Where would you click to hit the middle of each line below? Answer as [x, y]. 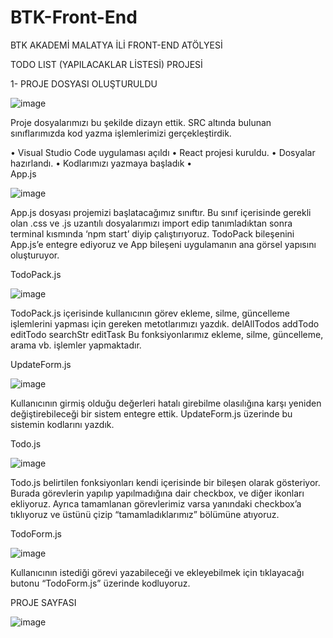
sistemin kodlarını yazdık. [62, 424]
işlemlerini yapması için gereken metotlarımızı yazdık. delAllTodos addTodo [165, 323]
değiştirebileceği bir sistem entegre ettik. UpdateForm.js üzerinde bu [151, 413]
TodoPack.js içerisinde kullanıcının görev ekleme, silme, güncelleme [150, 313]
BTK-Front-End [74, 17]
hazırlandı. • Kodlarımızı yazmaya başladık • [101, 163]
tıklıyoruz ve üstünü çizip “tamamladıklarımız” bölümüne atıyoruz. [145, 514]
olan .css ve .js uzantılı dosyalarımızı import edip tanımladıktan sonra [151, 223]
